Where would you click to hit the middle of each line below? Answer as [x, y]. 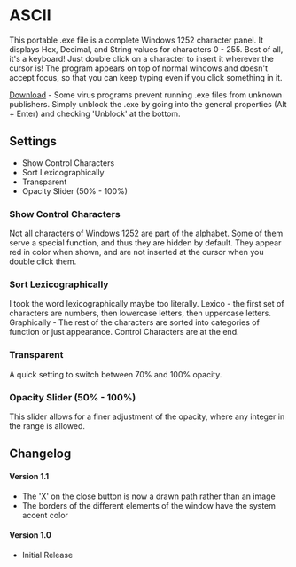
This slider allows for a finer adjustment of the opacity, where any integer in [147, 416]
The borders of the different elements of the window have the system [149, 505]
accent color [45, 515]
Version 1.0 [30, 535]
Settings [33, 141]
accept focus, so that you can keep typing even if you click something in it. [146, 77]
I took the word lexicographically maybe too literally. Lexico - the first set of [147, 304]
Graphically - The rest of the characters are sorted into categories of [134, 322]
